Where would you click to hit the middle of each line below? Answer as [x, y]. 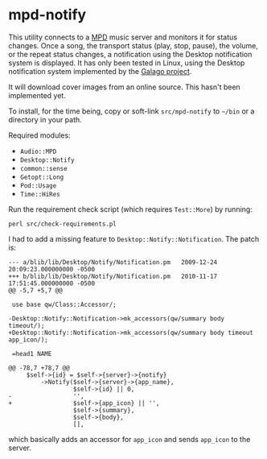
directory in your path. [45, 119]
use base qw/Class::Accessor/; [64, 304]
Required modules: [39, 135]
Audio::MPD [38, 151]
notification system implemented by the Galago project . [100, 71]
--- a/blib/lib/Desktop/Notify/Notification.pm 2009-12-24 [113, 262]
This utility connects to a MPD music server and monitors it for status [123, 37]
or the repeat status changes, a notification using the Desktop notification [130, 54]
